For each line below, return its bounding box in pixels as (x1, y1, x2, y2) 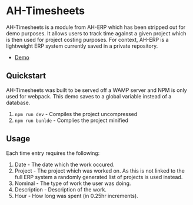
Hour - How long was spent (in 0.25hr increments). (14, 192, 138, 199)
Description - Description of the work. (14, 186, 107, 193)
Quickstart (6, 71, 46, 81)
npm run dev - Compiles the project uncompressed (14, 110, 138, 117)
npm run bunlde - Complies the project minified (14, 117, 128, 124)
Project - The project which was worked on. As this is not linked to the (14, 167, 185, 174)
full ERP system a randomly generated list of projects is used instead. (14, 173, 183, 180)
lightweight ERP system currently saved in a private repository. (6, 42, 158, 49)
